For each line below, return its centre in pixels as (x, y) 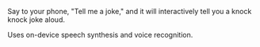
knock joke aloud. (36, 20)
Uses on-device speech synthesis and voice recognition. (100, 35)
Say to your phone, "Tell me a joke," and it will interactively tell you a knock (130, 11)
